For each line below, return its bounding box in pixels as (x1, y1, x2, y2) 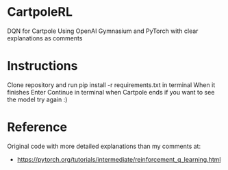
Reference (7, 119, 67, 135)
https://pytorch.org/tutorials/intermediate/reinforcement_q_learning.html (16, 155, 221, 163)
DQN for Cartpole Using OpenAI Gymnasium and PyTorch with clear (7, 27, 199, 35)
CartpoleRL (7, 4, 73, 20)
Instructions (7, 58, 78, 74)
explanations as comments (7, 34, 83, 42)
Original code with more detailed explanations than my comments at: (7, 142, 201, 150)
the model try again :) (7, 95, 68, 104)
